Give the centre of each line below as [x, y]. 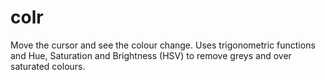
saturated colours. [48, 66]
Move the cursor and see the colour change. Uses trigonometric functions [163, 45]
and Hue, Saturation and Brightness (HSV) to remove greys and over [151, 55]
